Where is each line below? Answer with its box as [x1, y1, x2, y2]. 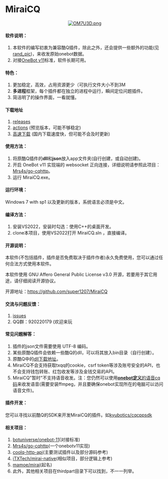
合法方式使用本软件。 [9, 261, 54, 267]
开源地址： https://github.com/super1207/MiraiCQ [5, 288, 107, 294]
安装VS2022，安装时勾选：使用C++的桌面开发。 [12, 223, 114, 230]
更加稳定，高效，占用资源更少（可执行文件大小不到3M [12, 82, 126, 88]
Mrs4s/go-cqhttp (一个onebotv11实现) [12, 443, 90, 449]
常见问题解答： [5, 331, 36, 337]
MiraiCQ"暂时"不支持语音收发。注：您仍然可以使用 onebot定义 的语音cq [12, 375, 160, 381]
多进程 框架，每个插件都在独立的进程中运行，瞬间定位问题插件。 [12, 88, 145, 94]
